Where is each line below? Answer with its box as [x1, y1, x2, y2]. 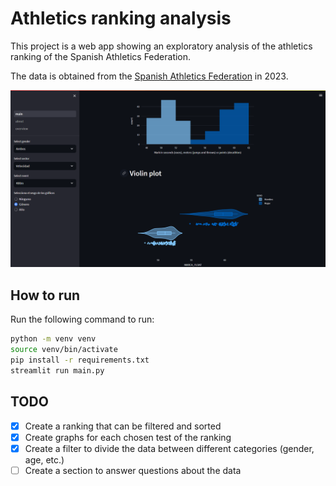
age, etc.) [24, 453, 65, 466]
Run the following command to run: [10, 313, 155, 326]
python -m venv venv [10, 334, 97, 344]
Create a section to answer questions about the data [24, 464, 242, 476]
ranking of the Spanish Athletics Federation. [10, 50, 192, 62]
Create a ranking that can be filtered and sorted [24, 420, 222, 432]
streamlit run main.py [10, 365, 105, 376]
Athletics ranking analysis [10, 7, 232, 30]
